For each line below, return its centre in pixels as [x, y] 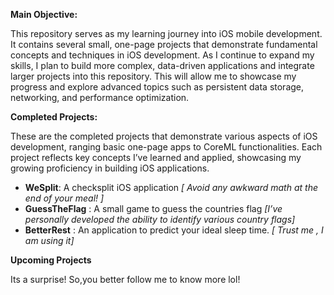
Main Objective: [44, 14]
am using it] [49, 240]
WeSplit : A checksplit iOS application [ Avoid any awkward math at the [171, 187]
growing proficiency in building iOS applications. [110, 168]
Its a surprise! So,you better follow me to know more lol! [125, 279]
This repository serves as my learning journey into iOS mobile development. [166, 33]
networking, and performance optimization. [100, 97]
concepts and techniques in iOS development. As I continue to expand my [162, 55]
